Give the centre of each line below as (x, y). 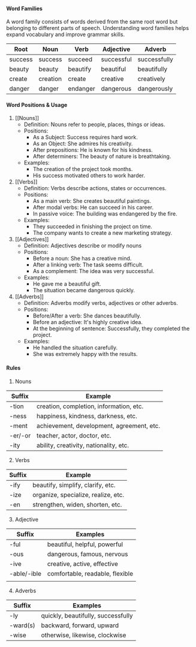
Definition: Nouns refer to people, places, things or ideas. (94, 125)
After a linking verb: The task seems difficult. (88, 265)
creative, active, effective (82, 564)
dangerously (155, 89)
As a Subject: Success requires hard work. (85, 137)
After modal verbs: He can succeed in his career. (93, 208)
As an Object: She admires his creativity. (83, 143)
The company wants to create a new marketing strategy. (102, 233)
